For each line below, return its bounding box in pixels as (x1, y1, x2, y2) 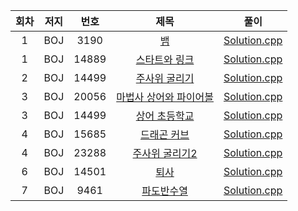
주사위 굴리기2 (132, 147, 198, 160)
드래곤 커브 (140, 128, 190, 141)
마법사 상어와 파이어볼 (116, 90, 214, 104)
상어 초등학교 (135, 109, 195, 123)
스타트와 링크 (135, 53, 195, 66)
